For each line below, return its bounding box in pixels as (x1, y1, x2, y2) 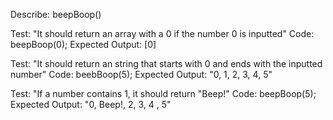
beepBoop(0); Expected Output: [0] (10, 39, 157, 50)
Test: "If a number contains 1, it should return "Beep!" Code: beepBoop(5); (10, 88, 317, 99)
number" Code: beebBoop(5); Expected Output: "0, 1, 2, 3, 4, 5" (10, 69, 273, 80)
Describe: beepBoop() (10, 9, 102, 20)
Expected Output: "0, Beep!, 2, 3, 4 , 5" (10, 99, 172, 110)
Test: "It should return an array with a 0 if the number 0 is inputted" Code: (10, 28, 315, 39)
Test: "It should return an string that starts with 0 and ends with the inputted (10, 58, 323, 69)
